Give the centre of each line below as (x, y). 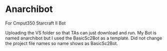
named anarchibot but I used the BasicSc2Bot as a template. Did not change (84, 38)
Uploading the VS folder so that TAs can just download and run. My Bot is (81, 32)
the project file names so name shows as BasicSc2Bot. (62, 43)
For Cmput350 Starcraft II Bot (35, 23)
